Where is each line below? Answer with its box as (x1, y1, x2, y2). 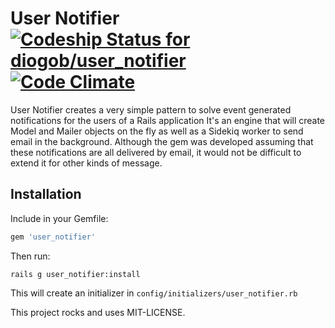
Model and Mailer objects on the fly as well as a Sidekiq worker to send (10, 125, 304, 137)
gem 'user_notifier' (10, 232, 97, 242)
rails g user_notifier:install (10, 269, 141, 279)
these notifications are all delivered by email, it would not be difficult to (10, 146, 302, 158)
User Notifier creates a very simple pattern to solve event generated (10, 103, 292, 116)
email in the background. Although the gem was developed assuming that (10, 135, 314, 147)
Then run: (10, 250, 51, 262)
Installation (10, 186, 82, 203)
